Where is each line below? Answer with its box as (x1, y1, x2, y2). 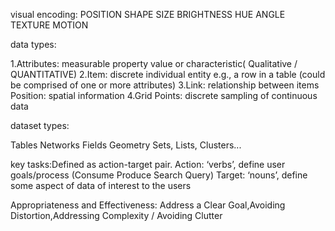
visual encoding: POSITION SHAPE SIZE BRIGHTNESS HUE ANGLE (10, 9, 286, 20)
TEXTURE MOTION (10, 19, 89, 31)
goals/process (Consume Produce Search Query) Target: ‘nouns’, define (10, 169, 308, 181)
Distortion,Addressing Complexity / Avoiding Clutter (10, 210, 223, 221)
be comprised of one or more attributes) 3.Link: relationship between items (10, 79, 320, 91)
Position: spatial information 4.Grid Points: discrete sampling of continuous (10, 90, 318, 101)
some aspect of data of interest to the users (10, 180, 192, 191)
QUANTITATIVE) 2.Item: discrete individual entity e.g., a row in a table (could (10, 69, 326, 80)
